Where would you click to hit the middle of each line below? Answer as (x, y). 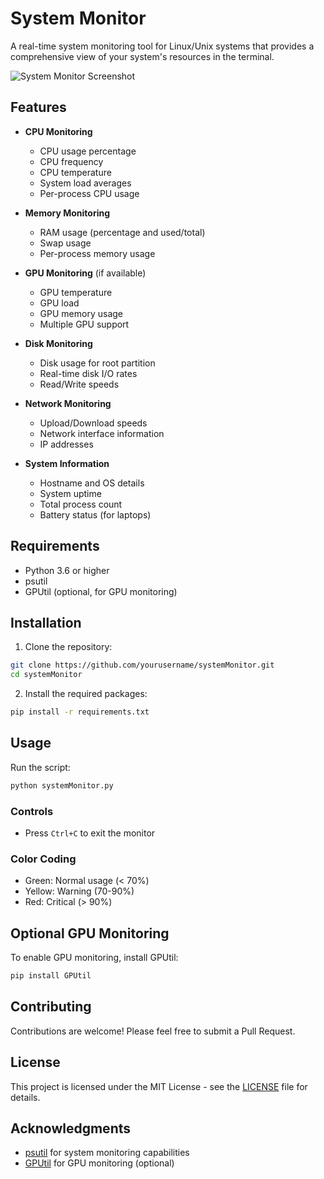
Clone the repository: (68, 647)
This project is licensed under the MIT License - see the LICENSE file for (159, 1086)
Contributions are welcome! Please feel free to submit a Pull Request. (153, 1031)
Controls (32, 811)
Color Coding (43, 859)
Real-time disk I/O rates (88, 373)
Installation (46, 622)
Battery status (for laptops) (95, 514)
